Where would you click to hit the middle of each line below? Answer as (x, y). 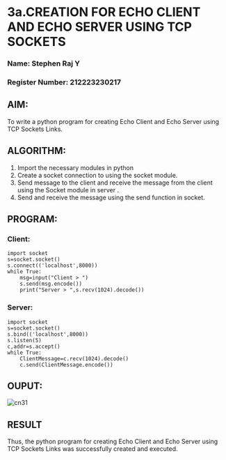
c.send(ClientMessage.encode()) (66, 365)
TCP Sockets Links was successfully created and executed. (93, 449)
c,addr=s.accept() (34, 346)
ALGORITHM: (37, 151)
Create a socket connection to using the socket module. (97, 175)
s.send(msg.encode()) (51, 284)
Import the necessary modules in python (75, 167)
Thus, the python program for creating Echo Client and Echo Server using (113, 442)
